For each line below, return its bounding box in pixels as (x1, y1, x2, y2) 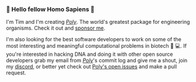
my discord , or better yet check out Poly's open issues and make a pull (6, 63, 177, 70)
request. (6, 69, 26, 76)
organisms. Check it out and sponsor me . (6, 24, 105, 31)
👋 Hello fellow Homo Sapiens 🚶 (6, 5, 95, 13)
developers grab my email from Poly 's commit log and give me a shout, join (6, 57, 188, 64)
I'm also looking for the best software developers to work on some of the (6, 36, 181, 43)
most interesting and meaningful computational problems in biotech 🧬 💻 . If (6, 42, 187, 49)
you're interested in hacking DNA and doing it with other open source (6, 51, 173, 58)
